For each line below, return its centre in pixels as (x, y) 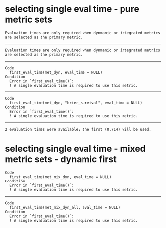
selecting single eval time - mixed (75, 149)
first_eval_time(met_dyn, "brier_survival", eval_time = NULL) (76, 103)
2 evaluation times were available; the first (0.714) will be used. (78, 129)
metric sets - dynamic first (61, 160)
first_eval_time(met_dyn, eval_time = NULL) (56, 72)
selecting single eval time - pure (72, 9)
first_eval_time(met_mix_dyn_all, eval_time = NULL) (65, 207)
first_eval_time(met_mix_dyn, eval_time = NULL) (61, 177)
